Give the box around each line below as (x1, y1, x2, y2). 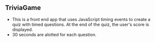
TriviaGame (5, 4, 41, 12)
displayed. (12, 26, 33, 32)
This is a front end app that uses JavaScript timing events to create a (12, 16, 151, 22)
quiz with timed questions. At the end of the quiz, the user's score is (12, 21, 150, 27)
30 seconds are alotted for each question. (12, 31, 97, 37)
